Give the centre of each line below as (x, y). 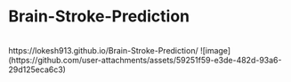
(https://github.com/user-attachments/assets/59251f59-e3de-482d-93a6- (145, 60)
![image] (215, 50)
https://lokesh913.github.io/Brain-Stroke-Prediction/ (103, 50)
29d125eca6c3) (37, 70)
